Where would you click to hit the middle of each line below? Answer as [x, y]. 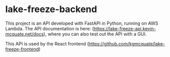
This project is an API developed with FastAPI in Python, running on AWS [82, 23]
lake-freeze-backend [51, 9]
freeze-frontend [22, 49]
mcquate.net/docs [25, 34]
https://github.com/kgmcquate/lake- [127, 43]
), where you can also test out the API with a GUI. [95, 34]
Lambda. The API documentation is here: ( [50, 28]
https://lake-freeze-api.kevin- [125, 28]
